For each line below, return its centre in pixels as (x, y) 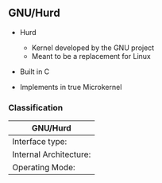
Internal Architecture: (52, 154)
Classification (36, 107)
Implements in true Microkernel (71, 87)
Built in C (35, 72)
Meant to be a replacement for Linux (91, 56)
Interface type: (40, 142)
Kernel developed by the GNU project (93, 48)
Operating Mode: (44, 168)
